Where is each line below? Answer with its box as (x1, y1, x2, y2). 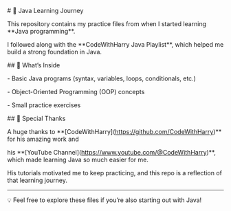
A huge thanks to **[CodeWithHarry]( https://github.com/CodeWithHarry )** (7, 128, 222, 135)
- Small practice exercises (7, 101, 81, 109)
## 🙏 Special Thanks (7, 114, 66, 122)
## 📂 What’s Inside (7, 61, 60, 69)
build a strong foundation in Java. (7, 48, 102, 56)
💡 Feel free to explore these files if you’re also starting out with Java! (7, 196, 202, 204)
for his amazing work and (7, 135, 79, 143)
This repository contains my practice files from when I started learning (7, 20, 207, 27)
